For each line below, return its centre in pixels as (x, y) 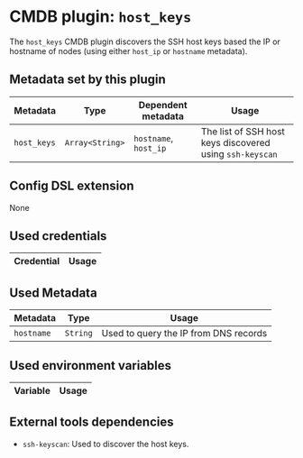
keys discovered (235, 142)
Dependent (163, 105)
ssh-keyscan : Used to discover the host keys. (106, 444)
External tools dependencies (92, 422)
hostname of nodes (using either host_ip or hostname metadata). (129, 50)
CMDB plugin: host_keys (101, 17)
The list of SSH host (243, 131)
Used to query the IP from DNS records (184, 334)
